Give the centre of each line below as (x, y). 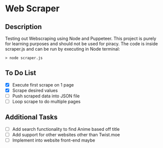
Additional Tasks (31, 117)
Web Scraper (33, 9)
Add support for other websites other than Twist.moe (66, 134)
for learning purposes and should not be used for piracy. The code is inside (81, 44)
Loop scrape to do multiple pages (46, 102)
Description (23, 27)
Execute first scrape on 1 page (43, 85)
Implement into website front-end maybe (54, 140)
